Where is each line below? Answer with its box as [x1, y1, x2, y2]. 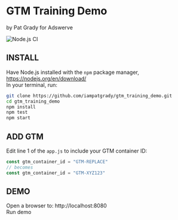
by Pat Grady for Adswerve [6, 24, 73, 31]
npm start [6, 115, 31, 121]
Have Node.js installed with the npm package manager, [6, 69, 139, 76]
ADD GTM [6, 131, 44, 141]
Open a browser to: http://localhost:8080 [6, 202, 108, 209]
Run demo [6, 209, 32, 216]
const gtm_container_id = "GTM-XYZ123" [6, 170, 106, 176]
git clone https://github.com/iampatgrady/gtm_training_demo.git [6, 92, 172, 99]
